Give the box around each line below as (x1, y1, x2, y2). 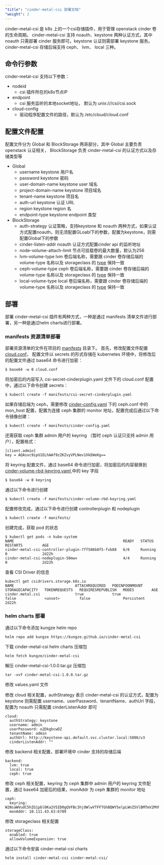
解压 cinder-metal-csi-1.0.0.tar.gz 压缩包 (5, 662, 86, 668)
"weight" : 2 (5, 12, 29, 17)
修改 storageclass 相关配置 (5, 818, 60, 824)
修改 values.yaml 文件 (5, 681, 49, 687)
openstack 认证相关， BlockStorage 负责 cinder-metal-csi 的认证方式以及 (5, 148, 153, 153)
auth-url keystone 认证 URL (19, 200, 75, 206)
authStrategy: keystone (9, 718, 58, 723)
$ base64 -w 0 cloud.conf (5, 367, 58, 372)
